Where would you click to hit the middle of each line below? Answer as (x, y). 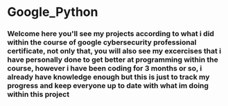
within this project (38, 94)
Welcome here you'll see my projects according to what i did (111, 34)
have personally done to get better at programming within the (113, 60)
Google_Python (53, 12)
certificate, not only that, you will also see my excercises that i (114, 51)
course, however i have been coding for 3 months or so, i (105, 69)
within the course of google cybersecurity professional (102, 42)
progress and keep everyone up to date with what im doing (108, 86)
